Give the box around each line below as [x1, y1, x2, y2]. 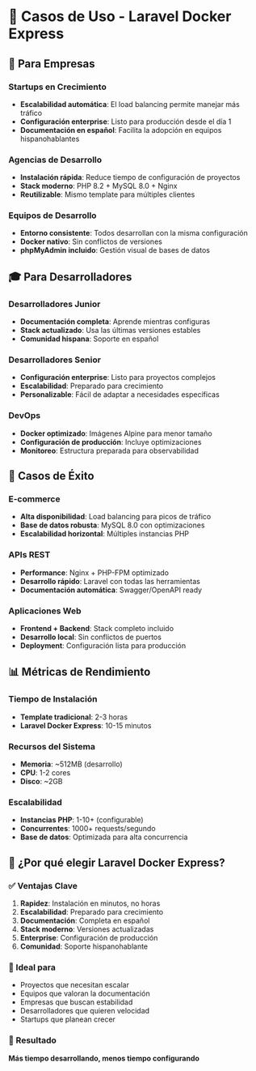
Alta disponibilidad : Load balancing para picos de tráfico [19, 512, 212, 522]
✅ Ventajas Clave [8, 880, 78, 891]
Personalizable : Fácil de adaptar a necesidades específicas [19, 390, 220, 399]
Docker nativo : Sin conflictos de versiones [19, 237, 163, 246]
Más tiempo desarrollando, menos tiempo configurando [8, 1053, 200, 1063]
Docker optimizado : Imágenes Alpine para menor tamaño [19, 429, 212, 438]
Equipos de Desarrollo [8, 210, 97, 221]
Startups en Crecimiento [8, 81, 107, 92]
